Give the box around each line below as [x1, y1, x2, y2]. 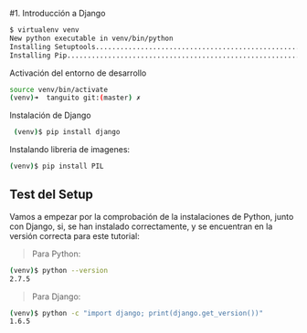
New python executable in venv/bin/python [9, 34, 174, 43]
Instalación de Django [9, 109, 91, 121]
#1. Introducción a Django [9, 8, 106, 18]
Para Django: [31, 291, 81, 302]
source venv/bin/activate [9, 85, 108, 94]
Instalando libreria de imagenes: [9, 144, 131, 155]
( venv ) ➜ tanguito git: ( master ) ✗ [9, 93, 142, 103]
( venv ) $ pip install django [13, 128, 121, 137]
